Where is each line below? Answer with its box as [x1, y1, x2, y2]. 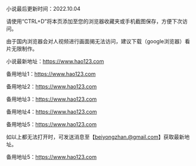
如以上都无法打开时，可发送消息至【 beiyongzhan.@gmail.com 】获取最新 [6, 133, 185, 141]
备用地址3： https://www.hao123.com [6, 95, 97, 103]
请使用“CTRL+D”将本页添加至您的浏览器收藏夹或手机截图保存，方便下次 [6, 18, 183, 25]
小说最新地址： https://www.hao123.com [6, 58, 104, 65]
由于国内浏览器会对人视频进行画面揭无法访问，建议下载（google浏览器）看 [6, 38, 191, 44]
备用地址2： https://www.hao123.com [6, 83, 97, 90]
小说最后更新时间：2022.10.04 [6, 5, 80, 12]
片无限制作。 [6, 45, 38, 52]
